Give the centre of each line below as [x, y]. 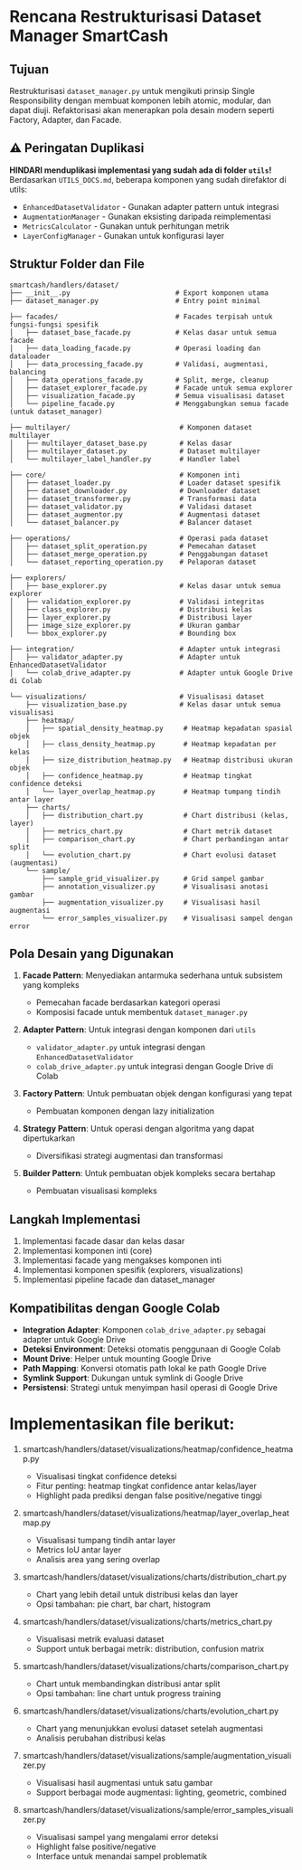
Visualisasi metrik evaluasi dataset [100, 1639]
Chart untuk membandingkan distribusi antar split [128, 1684]
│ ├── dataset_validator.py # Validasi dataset [131, 507]
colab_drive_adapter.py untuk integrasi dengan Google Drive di [155, 1067]
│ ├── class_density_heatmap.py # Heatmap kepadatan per [151, 744]
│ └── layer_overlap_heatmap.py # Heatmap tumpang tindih [153, 792]
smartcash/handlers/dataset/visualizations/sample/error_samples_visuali [158, 1810]
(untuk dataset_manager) [56, 412]
